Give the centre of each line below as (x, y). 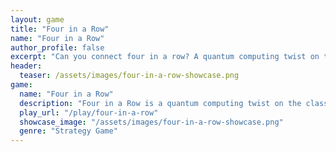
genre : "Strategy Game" (68, 131)
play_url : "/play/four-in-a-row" (89, 112)
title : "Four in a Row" (60, 29)
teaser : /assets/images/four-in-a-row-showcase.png (129, 76)
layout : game (37, 19)
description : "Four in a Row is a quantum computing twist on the (160, 103)
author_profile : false (57, 47)
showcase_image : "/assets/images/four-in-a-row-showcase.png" (151, 122)
